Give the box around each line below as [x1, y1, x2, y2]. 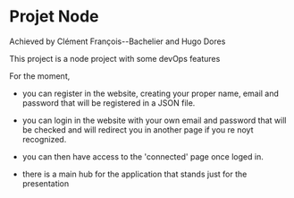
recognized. [21, 133, 67, 144]
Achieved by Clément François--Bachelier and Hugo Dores [9, 36, 226, 47]
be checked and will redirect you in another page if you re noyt [21, 124, 254, 135]
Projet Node [9, 6, 100, 27]
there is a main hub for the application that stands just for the [21, 168, 248, 179]
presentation [21, 177, 70, 189]
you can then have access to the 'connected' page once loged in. [21, 151, 264, 162]
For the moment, [9, 70, 71, 82]
